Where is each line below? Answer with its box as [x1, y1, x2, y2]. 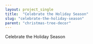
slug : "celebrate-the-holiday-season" [5, 16, 84, 21]
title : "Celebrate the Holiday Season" [5, 12, 89, 16]
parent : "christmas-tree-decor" [5, 20, 71, 26]
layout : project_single [5, 7, 54, 12]
